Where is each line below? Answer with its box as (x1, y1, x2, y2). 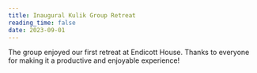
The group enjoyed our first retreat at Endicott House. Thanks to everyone (8, 48, 250, 57)
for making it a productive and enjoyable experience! (8, 56, 180, 65)
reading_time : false (8, 19, 77, 27)
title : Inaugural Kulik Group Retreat (8, 11, 136, 20)
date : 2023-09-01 (8, 26, 66, 34)
